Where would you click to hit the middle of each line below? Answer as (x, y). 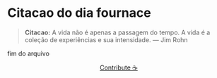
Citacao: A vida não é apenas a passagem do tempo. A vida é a (117, 32)
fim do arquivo (28, 53)
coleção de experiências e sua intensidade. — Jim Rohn (106, 39)
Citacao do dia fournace (79, 13)
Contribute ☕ (119, 67)
